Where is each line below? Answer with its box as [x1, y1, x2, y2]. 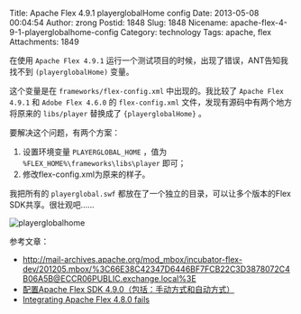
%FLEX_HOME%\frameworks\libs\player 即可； [22, 158, 187, 168]
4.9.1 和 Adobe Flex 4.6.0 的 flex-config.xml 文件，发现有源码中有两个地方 [9, 97, 293, 107]
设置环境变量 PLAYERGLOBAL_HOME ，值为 [22, 146, 168, 157]
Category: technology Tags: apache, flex [120, 27, 272, 37]
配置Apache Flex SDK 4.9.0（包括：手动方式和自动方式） [22, 284, 235, 294]
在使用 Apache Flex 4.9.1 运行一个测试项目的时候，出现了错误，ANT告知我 [9, 55, 288, 66]
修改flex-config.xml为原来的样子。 [22, 169, 150, 180]
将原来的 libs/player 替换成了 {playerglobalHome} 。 [9, 108, 207, 118]
